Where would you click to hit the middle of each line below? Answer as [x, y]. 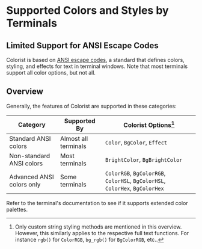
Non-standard [30, 156]
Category [32, 124]
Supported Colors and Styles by [88, 11]
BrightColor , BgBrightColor [144, 159]
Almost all [74, 138]
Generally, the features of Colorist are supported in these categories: [92, 106]
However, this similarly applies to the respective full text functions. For [102, 233]
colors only [25, 184]
